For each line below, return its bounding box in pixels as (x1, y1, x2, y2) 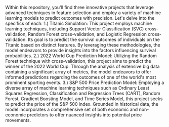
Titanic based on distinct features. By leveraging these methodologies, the (5, 42, 160, 48)
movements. (5, 117, 31, 123)
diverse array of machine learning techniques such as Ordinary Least (5, 85, 149, 91)
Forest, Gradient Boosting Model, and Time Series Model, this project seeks (5, 96, 163, 102)
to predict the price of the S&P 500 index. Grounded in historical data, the (5, 101, 158, 107)
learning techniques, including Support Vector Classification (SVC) (5, 26, 144, 32)
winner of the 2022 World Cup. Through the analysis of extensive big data (5, 63, 160, 69)
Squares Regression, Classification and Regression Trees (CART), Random (5, 91, 160, 96)
